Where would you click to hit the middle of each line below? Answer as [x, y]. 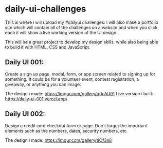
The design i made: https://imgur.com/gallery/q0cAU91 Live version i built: [79, 93]
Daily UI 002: [25, 114]
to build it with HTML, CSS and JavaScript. [48, 47]
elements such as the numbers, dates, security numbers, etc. [66, 131]
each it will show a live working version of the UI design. [61, 32]
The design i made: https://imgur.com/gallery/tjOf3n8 [58, 140]
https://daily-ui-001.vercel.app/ [36, 99]
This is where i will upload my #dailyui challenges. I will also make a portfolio [82, 22]
